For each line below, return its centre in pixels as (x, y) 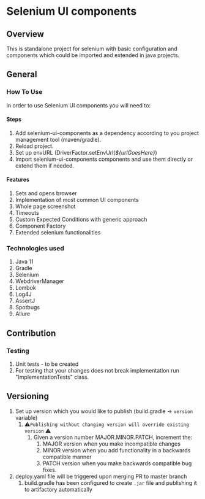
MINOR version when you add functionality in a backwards (117, 450)
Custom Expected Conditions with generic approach (81, 220)
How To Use (24, 92)
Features (18, 180)
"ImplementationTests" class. (52, 377)
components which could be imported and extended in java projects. (93, 55)
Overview (25, 34)
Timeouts (27, 213)
